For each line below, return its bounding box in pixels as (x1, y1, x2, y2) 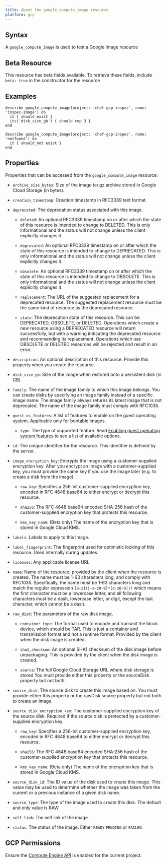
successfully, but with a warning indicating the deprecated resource (20, 330, 161, 337)
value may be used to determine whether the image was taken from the (12, 784, 160, 790)
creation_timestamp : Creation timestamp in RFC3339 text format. (12, 197, 147, 203)
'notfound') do (5, 136, 37, 141)
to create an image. (12, 698, 53, 704)
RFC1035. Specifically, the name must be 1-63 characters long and (12, 579, 150, 585)
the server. (12, 448, 35, 454)
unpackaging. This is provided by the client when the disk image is (20, 651, 158, 657)
